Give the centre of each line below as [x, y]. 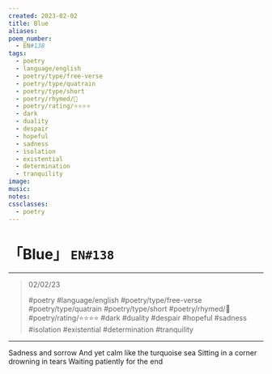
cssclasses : [28, 204]
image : [19, 182]
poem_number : [30, 38]
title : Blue [28, 23]
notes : [19, 196]
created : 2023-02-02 [43, 16]
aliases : [23, 31]
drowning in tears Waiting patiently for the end [86, 362]
